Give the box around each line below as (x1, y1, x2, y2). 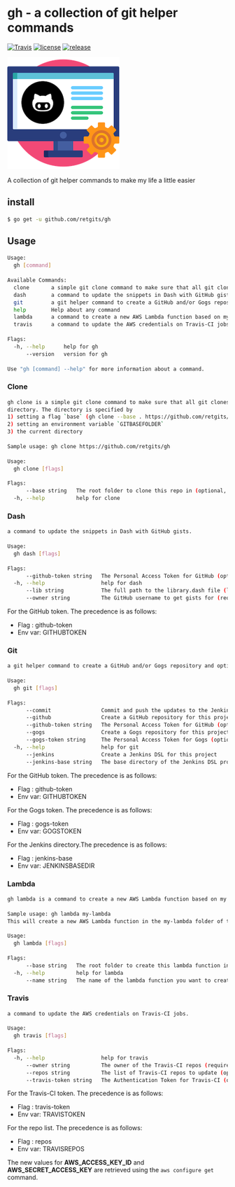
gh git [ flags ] (13, 684, 58, 691)
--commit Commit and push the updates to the (25, 707, 208, 714)
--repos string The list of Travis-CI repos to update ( (25, 1069, 224, 1076)
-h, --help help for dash (13, 580, 142, 587)
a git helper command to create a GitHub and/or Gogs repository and (7, 662, 215, 669)
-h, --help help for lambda (13, 969, 124, 976)
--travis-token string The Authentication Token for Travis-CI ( (25, 1076, 227, 1083)
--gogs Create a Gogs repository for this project (25, 729, 230, 736)
